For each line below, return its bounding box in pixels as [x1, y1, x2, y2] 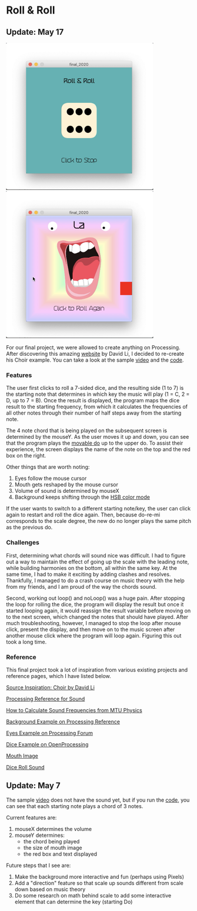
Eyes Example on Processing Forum [6, 729, 93, 736]
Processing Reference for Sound [6, 695, 85, 702]
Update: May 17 [6, 27, 64, 37]
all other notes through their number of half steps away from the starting [6, 409, 182, 416]
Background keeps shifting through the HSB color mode [14, 493, 150, 500]
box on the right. [6, 452, 46, 459]
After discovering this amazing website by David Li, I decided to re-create [6, 351, 184, 357]
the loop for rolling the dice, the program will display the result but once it [6, 600, 184, 608]
